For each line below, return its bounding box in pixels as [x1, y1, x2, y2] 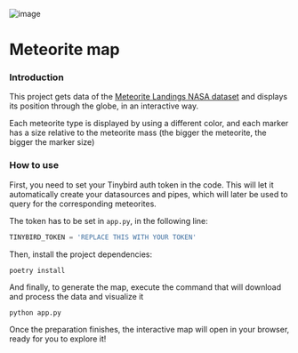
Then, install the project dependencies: [9, 249, 153, 260]
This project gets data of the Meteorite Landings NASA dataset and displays [9, 92, 288, 102]
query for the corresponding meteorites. [9, 198, 157, 209]
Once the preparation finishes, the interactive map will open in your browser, [9, 324, 290, 334]
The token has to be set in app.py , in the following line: [9, 215, 209, 226]
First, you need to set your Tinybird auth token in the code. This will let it [9, 179, 274, 190]
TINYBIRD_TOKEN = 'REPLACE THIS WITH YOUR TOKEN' [9, 232, 197, 242]
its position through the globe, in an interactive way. [9, 100, 199, 111]
